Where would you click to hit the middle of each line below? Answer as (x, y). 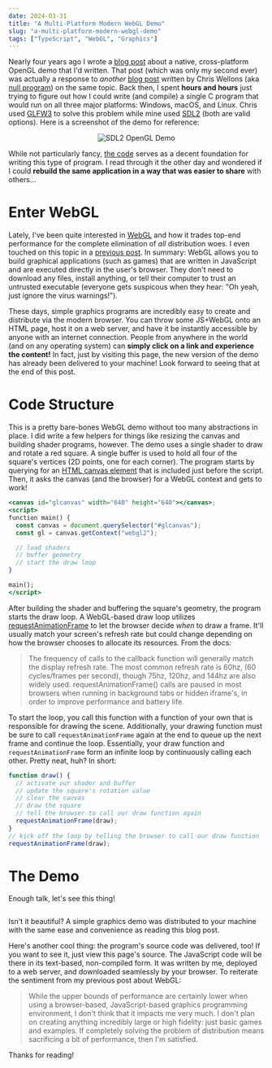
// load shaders (43, 547)
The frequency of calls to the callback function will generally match (141, 658)
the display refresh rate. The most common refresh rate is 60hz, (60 (142, 667)
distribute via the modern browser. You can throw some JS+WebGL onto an (135, 320)
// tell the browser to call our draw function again (108, 813)
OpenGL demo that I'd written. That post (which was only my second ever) (133, 71)
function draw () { (39, 775)
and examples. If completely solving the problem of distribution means (146, 1031)
